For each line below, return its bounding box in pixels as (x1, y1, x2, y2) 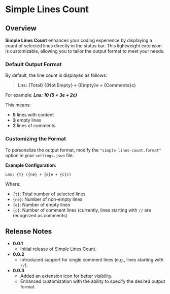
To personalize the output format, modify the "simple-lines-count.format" (5, 146, 161, 153)
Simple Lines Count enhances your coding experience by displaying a (5, 37, 152, 43)
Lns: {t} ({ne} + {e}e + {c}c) (5, 172, 72, 177)
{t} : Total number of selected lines (12, 191, 86, 197)
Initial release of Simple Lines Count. (20, 246, 97, 252)
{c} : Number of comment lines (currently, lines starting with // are (12, 207, 151, 213)
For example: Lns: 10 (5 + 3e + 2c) (5, 92, 77, 98)
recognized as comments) (12, 212, 67, 218)
